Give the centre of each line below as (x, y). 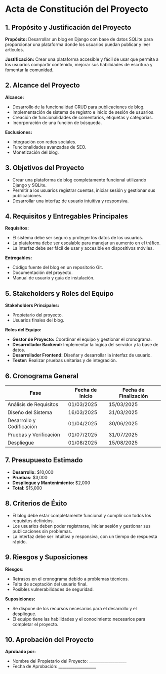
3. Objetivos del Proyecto (45, 168)
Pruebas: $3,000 (30, 477)
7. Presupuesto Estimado (44, 460)
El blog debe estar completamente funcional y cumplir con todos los (82, 515)
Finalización (133, 396)
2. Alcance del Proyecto (42, 85)
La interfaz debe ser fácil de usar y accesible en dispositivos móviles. (83, 248)
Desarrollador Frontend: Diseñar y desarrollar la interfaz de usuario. (82, 355)
